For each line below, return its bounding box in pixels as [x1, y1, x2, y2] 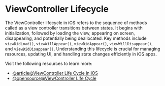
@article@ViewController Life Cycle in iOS [12, 70, 98, 76]
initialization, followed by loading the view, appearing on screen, [5, 30, 135, 36]
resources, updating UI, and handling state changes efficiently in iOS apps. [5, 51, 157, 57]
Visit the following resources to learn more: [5, 60, 93, 66]
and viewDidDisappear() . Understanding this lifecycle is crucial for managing [5, 46, 161, 52]
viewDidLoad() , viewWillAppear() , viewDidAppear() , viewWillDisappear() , [5, 40, 153, 46]
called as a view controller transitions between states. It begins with [5, 25, 143, 30]
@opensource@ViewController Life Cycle [12, 75, 97, 81]
